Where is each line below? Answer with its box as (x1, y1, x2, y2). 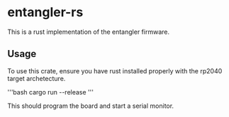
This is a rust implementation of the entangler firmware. (7, 27, 170, 36)
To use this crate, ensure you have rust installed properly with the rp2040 (7, 66, 223, 75)
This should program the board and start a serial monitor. (7, 101, 174, 110)
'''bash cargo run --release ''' (7, 87, 94, 96)
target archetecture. (7, 74, 66, 82)
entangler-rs (7, 4, 84, 20)
